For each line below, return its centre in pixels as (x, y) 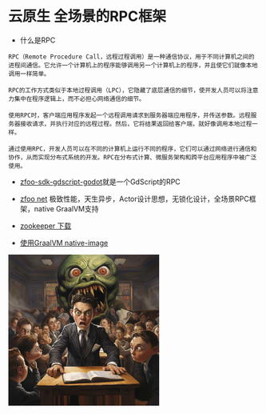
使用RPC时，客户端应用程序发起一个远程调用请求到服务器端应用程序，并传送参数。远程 (130, 115)
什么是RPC (38, 40)
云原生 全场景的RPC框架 (87, 16)
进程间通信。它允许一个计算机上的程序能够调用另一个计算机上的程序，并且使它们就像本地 (133, 65)
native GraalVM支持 (66, 208)
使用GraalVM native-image (64, 243)
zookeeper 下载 (46, 226)
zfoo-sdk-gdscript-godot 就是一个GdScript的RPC (100, 182)
